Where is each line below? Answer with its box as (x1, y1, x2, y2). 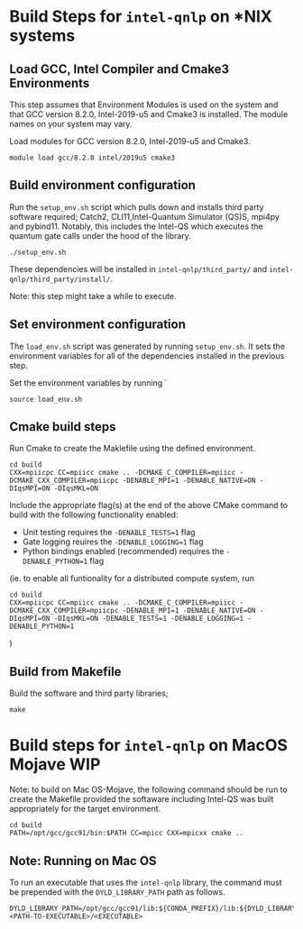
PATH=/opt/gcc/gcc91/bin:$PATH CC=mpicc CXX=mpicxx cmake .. (9, 829, 244, 838)
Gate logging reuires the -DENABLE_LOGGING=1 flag (22, 536, 204, 547)
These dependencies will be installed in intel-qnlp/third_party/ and (9, 263, 268, 274)
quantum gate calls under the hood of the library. (9, 230, 191, 241)
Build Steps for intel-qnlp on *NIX (9, 6, 272, 27)
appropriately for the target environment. (9, 804, 161, 815)
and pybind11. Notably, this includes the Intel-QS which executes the (9, 221, 263, 232)
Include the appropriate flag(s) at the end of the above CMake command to (9, 500, 289, 511)
